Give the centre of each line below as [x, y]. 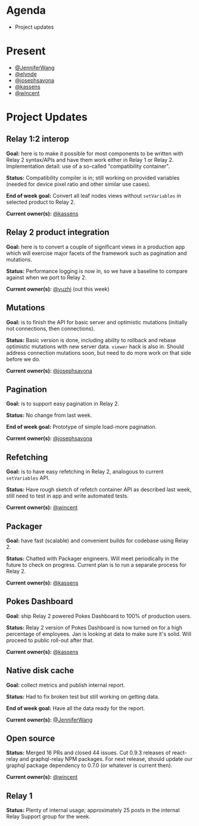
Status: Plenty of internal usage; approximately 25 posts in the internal [93, 810]
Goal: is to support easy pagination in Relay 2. [63, 404]
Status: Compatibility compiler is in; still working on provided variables [93, 177]
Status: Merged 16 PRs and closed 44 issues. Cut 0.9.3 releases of [88, 753]
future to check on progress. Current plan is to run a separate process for [96, 564]
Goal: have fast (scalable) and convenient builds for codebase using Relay [97, 541]
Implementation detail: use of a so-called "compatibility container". [88, 166]
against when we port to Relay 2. [46, 277]
